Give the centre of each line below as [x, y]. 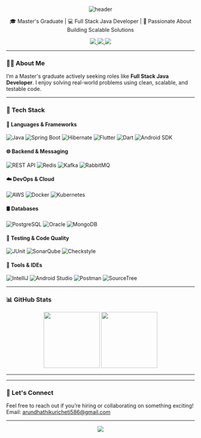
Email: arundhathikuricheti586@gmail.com [58, 412]
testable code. [24, 89]
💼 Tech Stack [26, 110]
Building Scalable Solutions [100, 30]
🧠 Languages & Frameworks [42, 124]
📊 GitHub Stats [29, 300]
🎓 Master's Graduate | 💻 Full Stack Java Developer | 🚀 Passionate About [100, 21]
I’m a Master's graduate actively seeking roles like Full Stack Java [88, 76]
